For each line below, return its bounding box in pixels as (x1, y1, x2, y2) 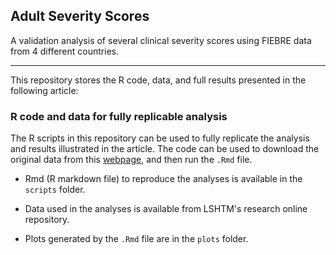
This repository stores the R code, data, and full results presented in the (10, 74, 307, 86)
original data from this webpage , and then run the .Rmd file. (10, 154, 253, 166)
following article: (10, 84, 79, 96)
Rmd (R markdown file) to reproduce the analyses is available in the (24, 173, 303, 185)
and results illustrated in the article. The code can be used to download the (10, 143, 320, 155)
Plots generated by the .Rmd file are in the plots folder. (24, 233, 249, 245)
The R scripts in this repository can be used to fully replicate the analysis (10, 132, 310, 144)
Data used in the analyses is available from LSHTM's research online (24, 203, 308, 215)
